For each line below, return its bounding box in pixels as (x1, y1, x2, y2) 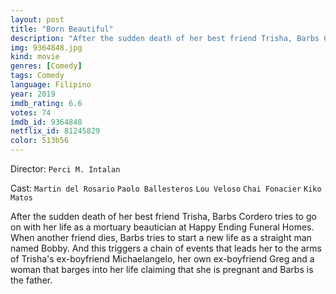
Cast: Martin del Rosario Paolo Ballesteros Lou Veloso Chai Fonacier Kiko (10, 182, 322, 194)
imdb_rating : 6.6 (10, 98, 83, 108)
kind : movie (10, 52, 60, 62)
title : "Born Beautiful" (10, 24, 114, 34)
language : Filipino (10, 80, 92, 90)
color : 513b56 (10, 136, 70, 146)
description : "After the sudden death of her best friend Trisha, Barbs (10, 33, 320, 43)
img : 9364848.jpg (10, 42, 83, 53)
